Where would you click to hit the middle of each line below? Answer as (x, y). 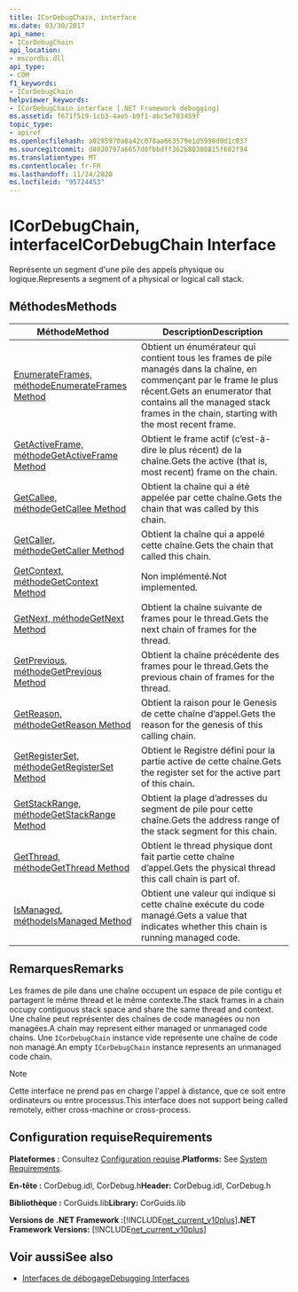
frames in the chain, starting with (209, 413)
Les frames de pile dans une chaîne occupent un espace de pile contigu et (145, 991)
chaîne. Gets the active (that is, (204, 460)
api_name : (27, 34)
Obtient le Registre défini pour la (208, 750)
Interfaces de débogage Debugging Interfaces (106, 1279)
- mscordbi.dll (37, 59)
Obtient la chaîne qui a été (195, 486)
